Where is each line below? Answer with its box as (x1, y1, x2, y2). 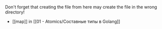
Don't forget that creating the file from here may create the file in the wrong (5, 4, 158, 10)
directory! (5, 9, 25, 15)
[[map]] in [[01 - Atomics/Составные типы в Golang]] (12, 19, 120, 24)
